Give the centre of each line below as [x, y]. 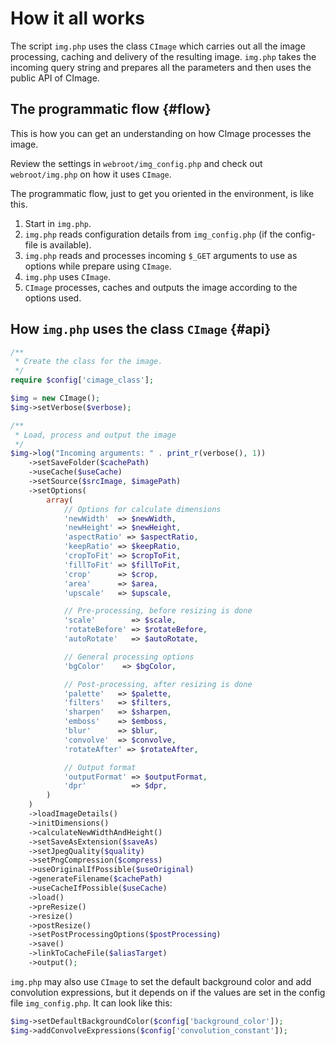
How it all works [78, 18]
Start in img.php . [58, 223]
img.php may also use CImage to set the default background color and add [161, 981]
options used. [53, 298]
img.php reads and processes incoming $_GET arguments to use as [161, 255]
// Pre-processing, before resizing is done [158, 611]
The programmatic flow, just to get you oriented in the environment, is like [162, 193]
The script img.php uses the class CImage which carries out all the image [158, 46]
